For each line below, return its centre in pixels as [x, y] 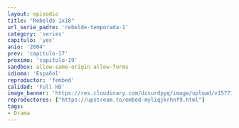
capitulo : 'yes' [31, 41]
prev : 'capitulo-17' [38, 54]
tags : [15, 107]
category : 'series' [36, 34]
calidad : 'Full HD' [36, 87]
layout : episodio [33, 14]
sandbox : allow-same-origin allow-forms [68, 67]
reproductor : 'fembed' [41, 80]
